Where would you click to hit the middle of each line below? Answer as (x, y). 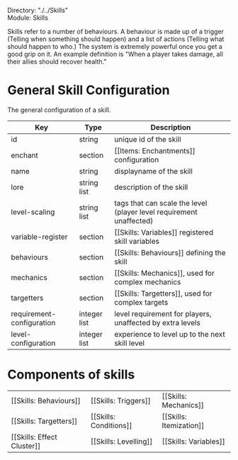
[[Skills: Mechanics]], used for (164, 273)
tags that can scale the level (161, 203)
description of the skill (151, 187)
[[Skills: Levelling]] (121, 441)
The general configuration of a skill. (59, 110)
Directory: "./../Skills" (38, 10)
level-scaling (33, 212)
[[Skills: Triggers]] (120, 400)
